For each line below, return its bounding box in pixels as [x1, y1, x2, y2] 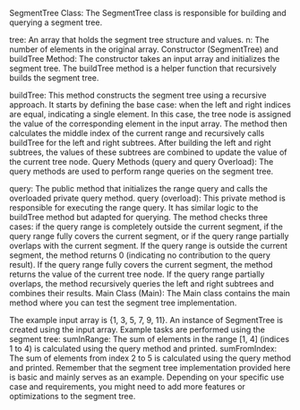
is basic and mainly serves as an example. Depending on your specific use [9, 372, 285, 382]
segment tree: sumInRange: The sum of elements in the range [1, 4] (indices [9, 334, 289, 344]
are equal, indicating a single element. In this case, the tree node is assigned [9, 109, 292, 119]
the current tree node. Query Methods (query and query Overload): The [9, 157, 274, 167]
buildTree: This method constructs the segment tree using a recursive [9, 90, 267, 100]
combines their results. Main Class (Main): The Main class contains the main [9, 288, 291, 298]
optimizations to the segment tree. [9, 391, 136, 401]
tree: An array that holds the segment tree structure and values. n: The [9, 35, 270, 45]
